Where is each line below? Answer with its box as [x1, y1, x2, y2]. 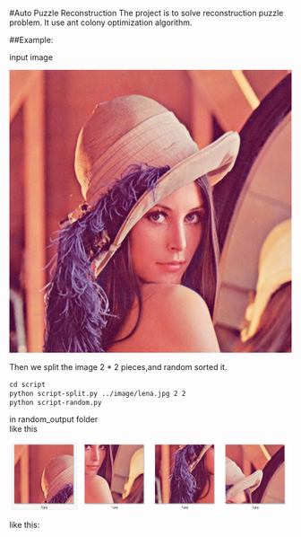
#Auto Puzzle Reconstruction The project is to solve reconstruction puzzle [9, 8, 284, 18]
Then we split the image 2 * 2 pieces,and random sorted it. [9, 362, 228, 372]
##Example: [9, 35, 54, 45]
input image [9, 52, 54, 62]
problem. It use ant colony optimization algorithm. [9, 17, 193, 28]
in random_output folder [9, 414, 99, 425]
